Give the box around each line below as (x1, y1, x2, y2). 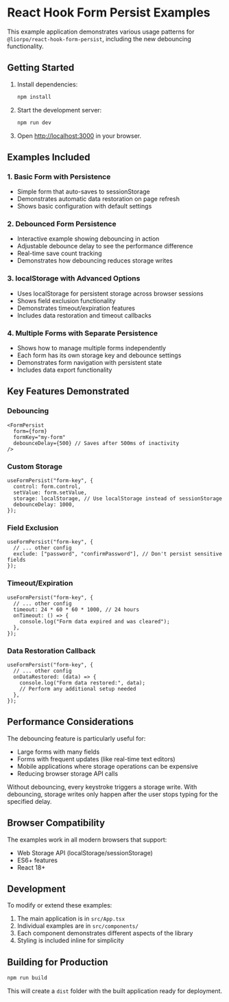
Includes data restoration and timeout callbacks (16, 311, 152, 320)
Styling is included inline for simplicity (16, 936, 125, 944)
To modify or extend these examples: (7, 901, 112, 909)
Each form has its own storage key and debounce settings (16, 351, 182, 359)
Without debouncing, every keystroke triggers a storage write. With (7, 783, 197, 791)
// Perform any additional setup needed (19, 685, 136, 692)
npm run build (7, 975, 48, 981)
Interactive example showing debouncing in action (16, 235, 160, 243)
